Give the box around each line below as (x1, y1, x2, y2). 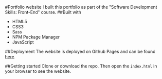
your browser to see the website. (5, 68, 72, 74)
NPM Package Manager (12, 34, 60, 40)
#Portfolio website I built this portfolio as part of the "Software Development (5, 4, 157, 10)
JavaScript (12, 39, 34, 45)
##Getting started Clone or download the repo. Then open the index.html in (5, 63, 157, 69)
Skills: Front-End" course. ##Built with (5, 9, 82, 15)
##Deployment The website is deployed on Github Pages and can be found (5, 48, 156, 54)
